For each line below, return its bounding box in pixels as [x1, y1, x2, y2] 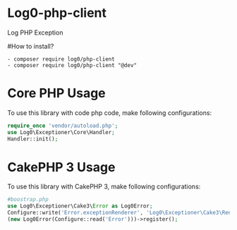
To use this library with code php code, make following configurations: [7, 108, 212, 117]
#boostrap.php [7, 196, 49, 203]
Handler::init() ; [7, 135, 59, 143]
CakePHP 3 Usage [7, 159, 116, 175]
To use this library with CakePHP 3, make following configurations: [7, 182, 201, 191]
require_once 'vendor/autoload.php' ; [7, 122, 119, 129]
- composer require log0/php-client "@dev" [7, 61, 138, 68]
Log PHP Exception [7, 28, 63, 37]
